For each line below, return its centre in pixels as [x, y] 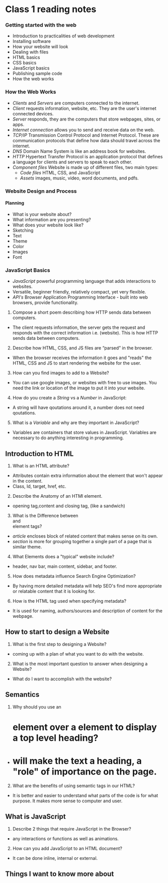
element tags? [27, 526]
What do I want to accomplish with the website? [62, 679]
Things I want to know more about [60, 874]
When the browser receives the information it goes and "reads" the [82, 358]
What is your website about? [42, 214]
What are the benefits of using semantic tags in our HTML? [74, 786]
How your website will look [40, 47]
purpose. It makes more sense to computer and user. [67, 801]
